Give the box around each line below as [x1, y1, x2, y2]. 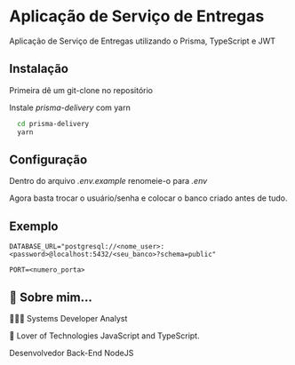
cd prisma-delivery [17, 119, 90, 128]
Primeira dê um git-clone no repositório [9, 84, 154, 95]
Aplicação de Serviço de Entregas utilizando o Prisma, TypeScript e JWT [9, 36, 276, 46]
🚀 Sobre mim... [9, 290, 93, 305]
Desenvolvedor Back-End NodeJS [9, 347, 134, 358]
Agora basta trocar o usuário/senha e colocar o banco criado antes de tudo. [9, 193, 288, 203]
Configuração [9, 152, 88, 167]
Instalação [9, 61, 69, 76]
